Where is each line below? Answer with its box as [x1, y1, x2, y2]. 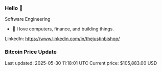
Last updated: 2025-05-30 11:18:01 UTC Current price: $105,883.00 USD [5, 60, 157, 66]
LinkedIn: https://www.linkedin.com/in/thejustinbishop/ [5, 35, 120, 42]
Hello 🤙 [5, 5, 23, 12]
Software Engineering [5, 16, 51, 22]
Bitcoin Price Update [5, 48, 57, 55]
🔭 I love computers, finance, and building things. [12, 26, 114, 32]
